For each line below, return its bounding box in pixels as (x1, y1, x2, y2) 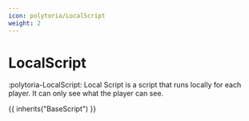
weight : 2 (8, 19, 42, 27)
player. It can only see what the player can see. (8, 89, 164, 99)
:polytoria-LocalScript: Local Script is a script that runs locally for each (8, 80, 242, 90)
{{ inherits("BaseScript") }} (8, 104, 97, 114)
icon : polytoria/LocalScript (8, 11, 106, 20)
